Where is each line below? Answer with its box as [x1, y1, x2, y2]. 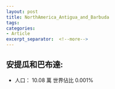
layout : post [6, 8, 38, 15]
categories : [6, 25, 35, 31]
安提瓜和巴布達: [6, 60, 64, 70]
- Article [6, 31, 31, 37]
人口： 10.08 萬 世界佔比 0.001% [14, 77, 94, 84]
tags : [6, 20, 19, 26]
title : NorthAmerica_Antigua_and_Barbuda [6, 14, 110, 20]
